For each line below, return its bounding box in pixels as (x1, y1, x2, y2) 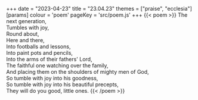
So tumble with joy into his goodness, (6, 74, 98, 82)
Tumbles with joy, (6, 24, 49, 31)
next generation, (6, 18, 47, 24)
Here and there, (6, 37, 45, 43)
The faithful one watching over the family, (6, 62, 109, 69)
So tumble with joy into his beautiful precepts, (6, 81, 119, 88)
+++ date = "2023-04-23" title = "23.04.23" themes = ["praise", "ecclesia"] (6, 5, 192, 12)
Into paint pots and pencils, (6, 49, 73, 56)
